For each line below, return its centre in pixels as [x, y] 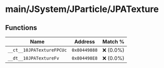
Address [85, 42]
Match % [113, 42]
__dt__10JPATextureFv [33, 58]
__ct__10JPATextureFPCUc [37, 50]
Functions [21, 28]
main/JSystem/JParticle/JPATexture [82, 9]
